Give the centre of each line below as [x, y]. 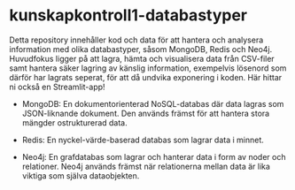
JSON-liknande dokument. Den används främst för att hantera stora [146, 113]
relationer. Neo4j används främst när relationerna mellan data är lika [146, 166]
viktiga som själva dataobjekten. [81, 175]
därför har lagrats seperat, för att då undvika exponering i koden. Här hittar [146, 77]
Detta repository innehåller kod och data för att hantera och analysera [136, 40]
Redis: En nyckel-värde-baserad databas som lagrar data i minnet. [143, 140]
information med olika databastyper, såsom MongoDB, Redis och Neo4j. [141, 49]
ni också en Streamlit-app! [57, 87]
